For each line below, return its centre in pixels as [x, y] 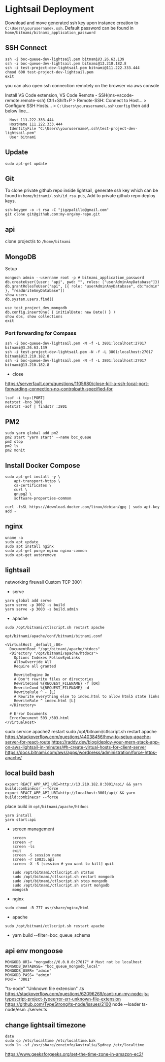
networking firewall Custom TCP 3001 [44, 582]
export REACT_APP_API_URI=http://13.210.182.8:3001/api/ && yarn [73, 784]
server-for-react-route [28, 742]
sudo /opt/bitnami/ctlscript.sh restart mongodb [63, 877]
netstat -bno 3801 [24, 402]
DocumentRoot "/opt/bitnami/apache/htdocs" [55, 649]
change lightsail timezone [46, 1025]
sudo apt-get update [26, 164]
